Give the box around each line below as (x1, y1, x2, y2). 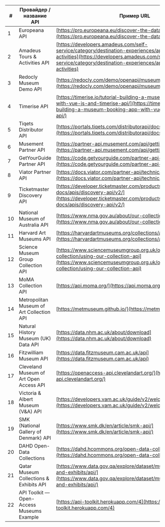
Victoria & (19, 390, 42, 396)
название (23, 12, 47, 19)
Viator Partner (19, 169, 52, 175)
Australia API (19, 222, 49, 228)
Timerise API (19, 103, 48, 110)
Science (19, 244, 38, 250)
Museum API (19, 356, 48, 362)
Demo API (19, 86, 42, 92)
